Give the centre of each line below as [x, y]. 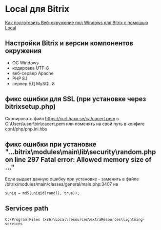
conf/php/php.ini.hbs [26, 129]
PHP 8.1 [20, 78]
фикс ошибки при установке [51, 144]
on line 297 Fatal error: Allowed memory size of [78, 160]
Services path [27, 208]
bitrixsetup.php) [30, 107]
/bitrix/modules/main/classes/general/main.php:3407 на [62, 184]
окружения [23, 51]
